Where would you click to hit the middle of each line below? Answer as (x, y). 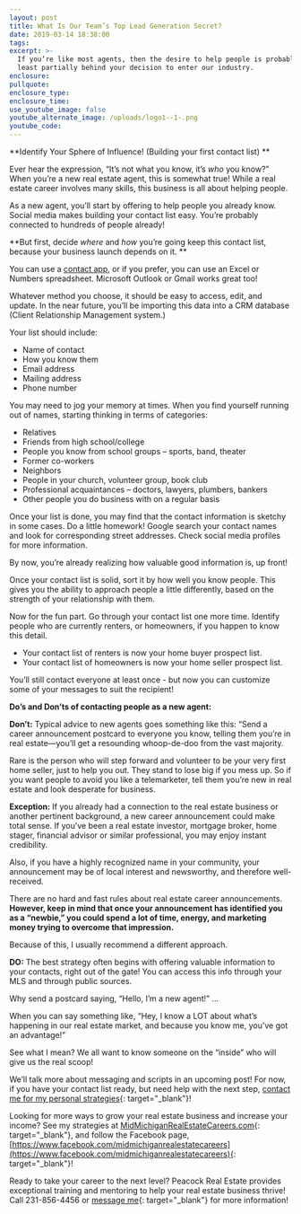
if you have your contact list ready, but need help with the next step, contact (150, 1089)
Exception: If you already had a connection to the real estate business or (144, 806)
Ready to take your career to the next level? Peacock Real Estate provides (146, 1181)
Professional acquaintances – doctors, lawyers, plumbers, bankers (145, 489)
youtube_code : (36, 127)
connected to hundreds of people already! (87, 224)
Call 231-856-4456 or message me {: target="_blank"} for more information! (149, 1200)
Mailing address (52, 378)
